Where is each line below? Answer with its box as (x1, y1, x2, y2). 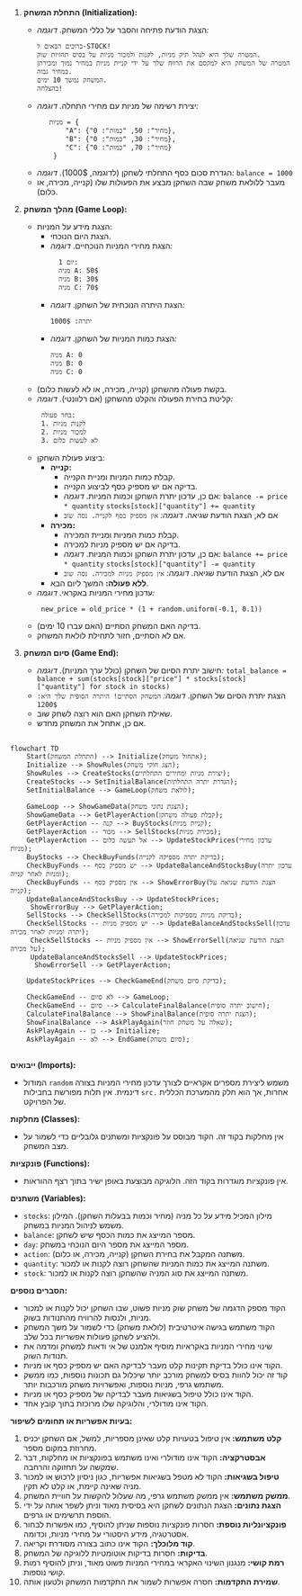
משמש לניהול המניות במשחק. (22, 1220, 124, 1231)
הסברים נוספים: (10, 1286, 68, 1296)
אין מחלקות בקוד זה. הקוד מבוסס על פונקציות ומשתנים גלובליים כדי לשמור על (22, 1131, 284, 1142)
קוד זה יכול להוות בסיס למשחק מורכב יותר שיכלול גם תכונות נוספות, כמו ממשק (22, 1369, 289, 1380)
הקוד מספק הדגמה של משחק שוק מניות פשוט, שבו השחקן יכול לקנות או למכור (22, 1303, 286, 1314)
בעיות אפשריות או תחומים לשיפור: (10, 1416, 133, 1427)
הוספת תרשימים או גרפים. (22, 1510, 111, 1520)
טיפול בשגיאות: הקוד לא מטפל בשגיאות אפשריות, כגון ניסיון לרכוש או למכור (22, 1471, 280, 1483)
